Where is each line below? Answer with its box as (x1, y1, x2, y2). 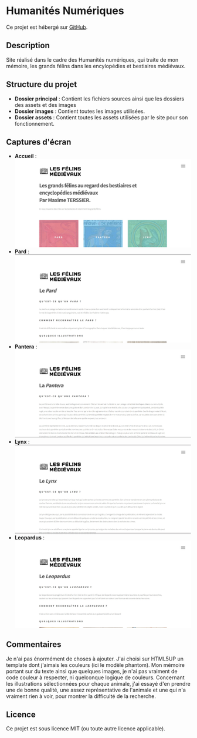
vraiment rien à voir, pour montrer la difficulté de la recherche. (6, 692, 157, 700)
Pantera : (14, 343, 38, 350)
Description (6, 41, 50, 51)
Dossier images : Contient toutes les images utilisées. (14, 108, 145, 115)
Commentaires (6, 639, 62, 650)
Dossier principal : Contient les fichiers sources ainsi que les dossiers (14, 95, 185, 102)
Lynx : (14, 438, 30, 445)
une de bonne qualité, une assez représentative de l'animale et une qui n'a (6, 686, 186, 693)
